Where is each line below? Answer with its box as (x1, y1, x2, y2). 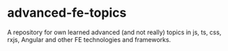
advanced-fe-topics (7, 5, 127, 21)
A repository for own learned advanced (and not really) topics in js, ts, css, (7, 28, 222, 36)
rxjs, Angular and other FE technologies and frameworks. (7, 35, 172, 43)
